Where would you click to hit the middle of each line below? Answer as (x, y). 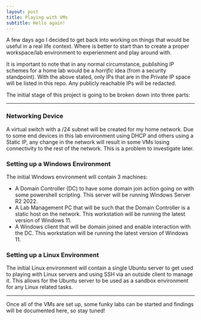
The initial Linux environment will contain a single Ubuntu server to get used (100, 268)
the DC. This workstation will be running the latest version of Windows (101, 233)
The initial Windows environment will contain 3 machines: (77, 177)
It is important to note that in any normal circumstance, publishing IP (90, 64)
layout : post (22, 12)
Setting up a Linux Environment (53, 255)
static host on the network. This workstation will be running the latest (100, 214)
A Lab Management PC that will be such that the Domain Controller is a (102, 207)
